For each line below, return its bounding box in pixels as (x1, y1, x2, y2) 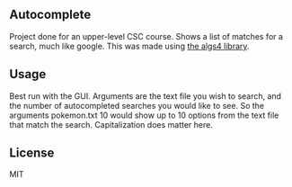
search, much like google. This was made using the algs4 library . (9, 40, 250, 51)
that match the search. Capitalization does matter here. (9, 119, 213, 129)
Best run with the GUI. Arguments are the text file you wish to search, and (9, 90, 281, 102)
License (9, 146, 55, 161)
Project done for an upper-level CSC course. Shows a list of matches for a (9, 31, 283, 41)
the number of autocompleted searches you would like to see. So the (9, 100, 265, 111)
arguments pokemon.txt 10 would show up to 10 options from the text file (9, 110, 279, 120)
